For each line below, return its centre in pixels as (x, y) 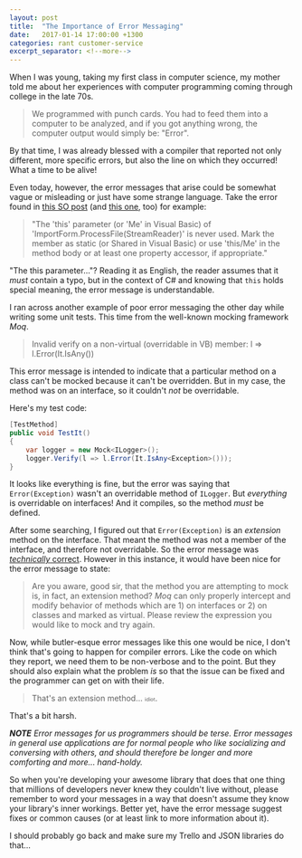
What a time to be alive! (53, 170)
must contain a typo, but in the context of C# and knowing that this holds (146, 281)
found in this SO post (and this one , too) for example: (108, 207)
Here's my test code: (48, 408)
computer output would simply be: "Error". (110, 133)
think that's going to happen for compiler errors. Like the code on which (143, 652)
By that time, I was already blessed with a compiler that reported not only (146, 151)
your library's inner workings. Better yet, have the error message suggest (146, 809)
